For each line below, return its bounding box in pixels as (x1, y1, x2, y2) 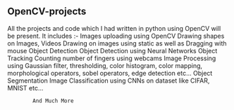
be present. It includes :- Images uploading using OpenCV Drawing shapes (7, 32, 225, 40)
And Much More (32, 97, 74, 104)
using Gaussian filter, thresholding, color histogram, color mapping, (7, 61, 203, 69)
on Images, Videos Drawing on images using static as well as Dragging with (7, 39, 227, 48)
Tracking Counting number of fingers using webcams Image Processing (7, 54, 216, 62)
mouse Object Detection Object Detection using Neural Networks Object (7, 46, 218, 55)
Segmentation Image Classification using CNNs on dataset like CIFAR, (7, 76, 210, 85)
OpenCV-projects (7, 6, 87, 18)
